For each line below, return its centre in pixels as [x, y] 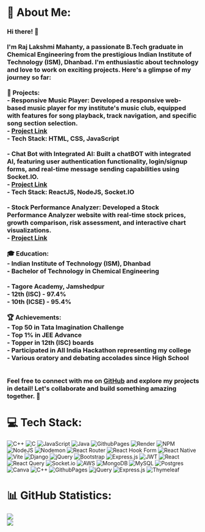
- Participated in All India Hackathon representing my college [99, 350]
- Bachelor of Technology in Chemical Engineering [83, 272]
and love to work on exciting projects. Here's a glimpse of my [99, 70]
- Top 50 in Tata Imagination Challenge [66, 328]
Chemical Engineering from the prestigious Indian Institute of [99, 54]
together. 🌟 [24, 396]
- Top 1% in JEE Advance [44, 335]
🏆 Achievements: [34, 317]
